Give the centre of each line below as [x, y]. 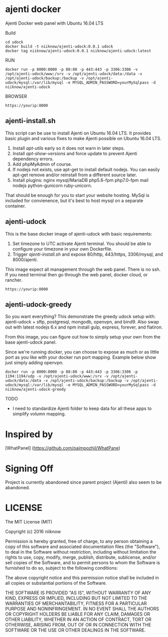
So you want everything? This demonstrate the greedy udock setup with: [80, 316]
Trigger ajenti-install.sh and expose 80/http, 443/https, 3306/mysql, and [88, 254]
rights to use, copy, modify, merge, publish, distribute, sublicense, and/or [81, 557]
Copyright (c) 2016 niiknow [33, 532]
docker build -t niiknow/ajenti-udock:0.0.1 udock [59, 46]
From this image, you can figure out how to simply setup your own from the [83, 337]
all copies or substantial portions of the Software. [56, 583]
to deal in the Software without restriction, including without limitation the [81, 552]
